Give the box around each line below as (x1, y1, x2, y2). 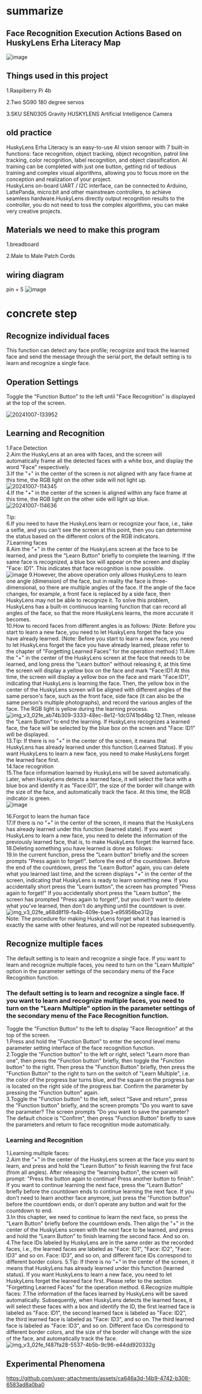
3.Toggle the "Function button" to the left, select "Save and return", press (6, 1095, 188, 1102)
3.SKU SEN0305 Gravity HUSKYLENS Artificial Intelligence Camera (6, 110, 173, 117)
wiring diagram (6, 269, 64, 280)
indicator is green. (6, 794, 51, 802)
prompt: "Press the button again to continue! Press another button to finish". (6, 1175, 195, 1182)
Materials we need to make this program (6, 225, 161, 235)
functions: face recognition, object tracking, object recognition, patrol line (6, 150, 189, 157)
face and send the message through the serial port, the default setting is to (6, 353, 192, 360)
